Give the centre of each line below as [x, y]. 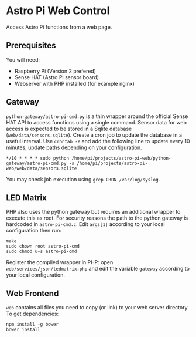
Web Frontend [32, 293]
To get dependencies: [32, 314]
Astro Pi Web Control [58, 11]
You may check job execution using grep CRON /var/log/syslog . [83, 179]
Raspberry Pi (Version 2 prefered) [55, 71]
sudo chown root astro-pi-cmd [43, 247]
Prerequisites [31, 46]
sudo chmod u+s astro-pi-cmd [42, 252]
